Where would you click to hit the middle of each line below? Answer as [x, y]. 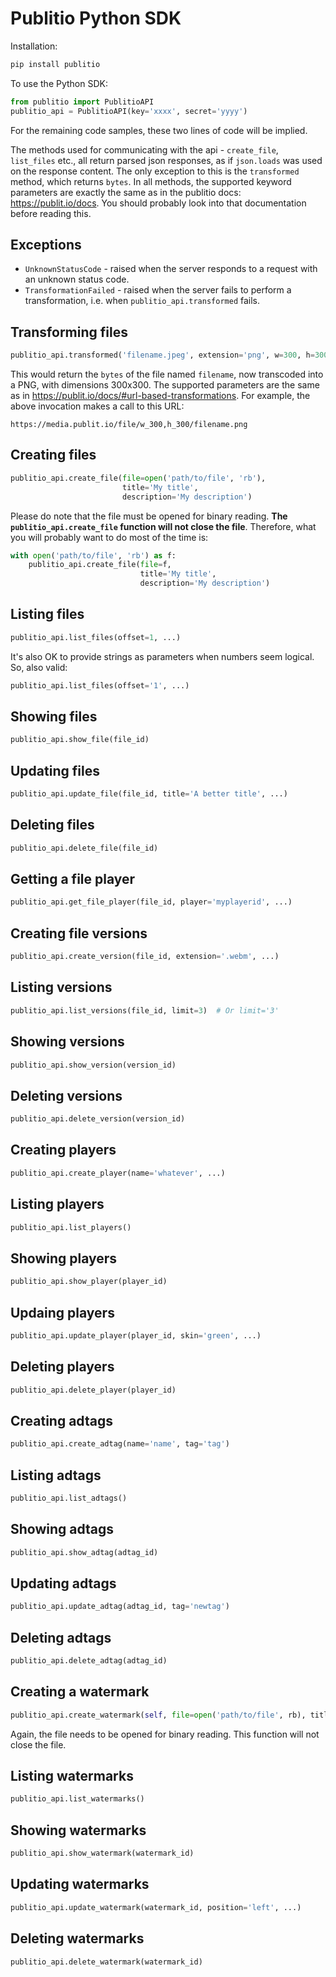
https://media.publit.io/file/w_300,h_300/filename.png [129, 425]
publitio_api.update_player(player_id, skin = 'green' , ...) [136, 1335]
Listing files [47, 614]
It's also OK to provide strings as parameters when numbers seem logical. [162, 656]
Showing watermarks [78, 1830]
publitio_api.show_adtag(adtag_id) [84, 1552]
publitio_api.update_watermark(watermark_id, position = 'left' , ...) [156, 1907]
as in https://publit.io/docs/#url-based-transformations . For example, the [160, 396]
